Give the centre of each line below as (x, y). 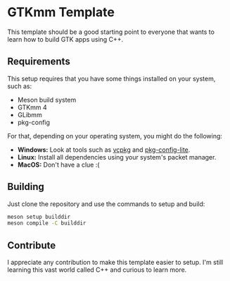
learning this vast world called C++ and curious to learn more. (97, 270)
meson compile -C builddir (47, 223)
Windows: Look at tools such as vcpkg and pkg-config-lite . (104, 150)
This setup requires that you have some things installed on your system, (111, 78)
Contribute (32, 245)
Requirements (39, 62)
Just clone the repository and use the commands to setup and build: (106, 204)
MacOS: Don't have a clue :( (58, 165)
